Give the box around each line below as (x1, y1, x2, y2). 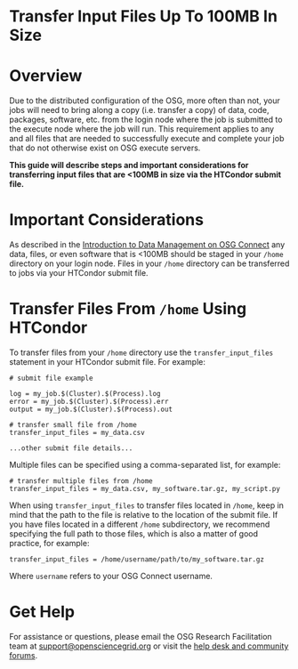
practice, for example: (9, 538, 90, 548)
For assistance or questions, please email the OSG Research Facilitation (9, 631, 273, 641)
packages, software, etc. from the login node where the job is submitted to (9, 114, 283, 125)
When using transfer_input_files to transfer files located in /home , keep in (9, 500, 285, 511)
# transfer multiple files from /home (9, 477, 153, 486)
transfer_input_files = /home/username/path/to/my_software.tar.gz (9, 555, 265, 564)
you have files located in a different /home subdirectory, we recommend (9, 519, 270, 529)
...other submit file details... (9, 444, 133, 453)
